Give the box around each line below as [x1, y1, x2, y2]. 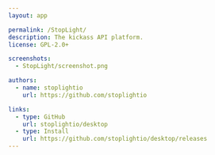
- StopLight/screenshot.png [15, 62, 109, 70]
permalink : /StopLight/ [8, 25, 87, 34]
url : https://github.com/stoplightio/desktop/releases [22, 135, 208, 143]
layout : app [8, 11, 48, 20]
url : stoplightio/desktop [22, 120, 109, 128]
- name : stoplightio [15, 84, 83, 92]
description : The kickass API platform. [8, 33, 144, 41]
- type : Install [15, 127, 69, 135]
